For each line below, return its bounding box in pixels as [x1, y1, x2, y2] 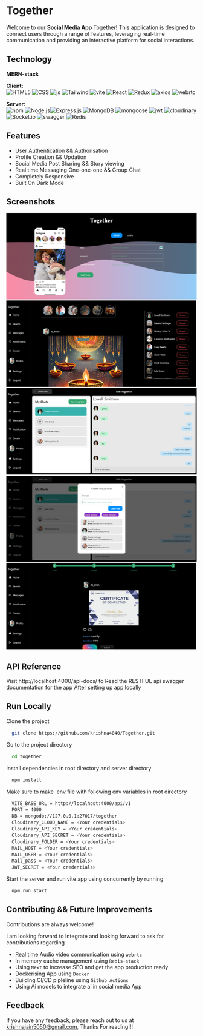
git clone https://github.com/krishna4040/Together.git [11, 730, 155, 736]
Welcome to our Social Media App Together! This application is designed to [6, 24, 195, 31]
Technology [6, 54, 53, 64]
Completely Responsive [14, 172, 74, 180]
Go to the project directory [6, 741, 72, 748]
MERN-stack [6, 70, 39, 78]
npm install [11, 777, 42, 783]
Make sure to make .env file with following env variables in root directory [6, 788, 187, 795]
